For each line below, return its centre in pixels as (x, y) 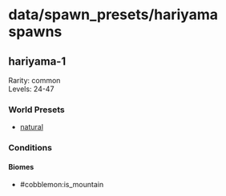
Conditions (30, 148)
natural (32, 127)
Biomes (21, 166)
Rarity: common (34, 80)
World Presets (37, 110)
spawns (35, 32)
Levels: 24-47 (31, 89)
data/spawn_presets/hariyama (113, 15)
